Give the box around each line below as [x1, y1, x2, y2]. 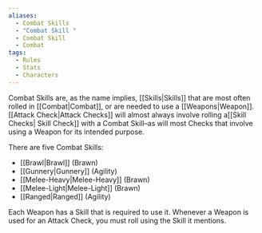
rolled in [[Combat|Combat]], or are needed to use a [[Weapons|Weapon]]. [8, 101, 254, 111]
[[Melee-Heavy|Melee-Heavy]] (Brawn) [19, 175, 150, 184]
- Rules [15, 57, 42, 65]
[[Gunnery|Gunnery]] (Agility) [19, 166, 117, 176]
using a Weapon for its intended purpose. [8, 127, 145, 136]
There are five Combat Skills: [8, 142, 104, 152]
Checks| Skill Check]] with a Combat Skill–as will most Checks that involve [8, 118, 253, 128]
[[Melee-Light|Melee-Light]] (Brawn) [19, 183, 141, 192]
